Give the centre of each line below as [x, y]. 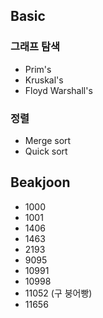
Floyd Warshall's [58, 90]
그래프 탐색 [35, 47]
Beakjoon [40, 182]
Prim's [38, 69]
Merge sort [48, 140]
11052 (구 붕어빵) [58, 293]
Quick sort [46, 151]
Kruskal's [44, 80]
